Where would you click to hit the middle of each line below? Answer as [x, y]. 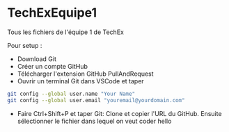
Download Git [37, 59]
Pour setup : [25, 45]
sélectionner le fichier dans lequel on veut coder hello [94, 121]
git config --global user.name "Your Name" [71, 94]
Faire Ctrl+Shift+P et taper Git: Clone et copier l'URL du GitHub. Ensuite [119, 113]
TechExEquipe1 [52, 13]
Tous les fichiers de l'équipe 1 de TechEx [65, 32]
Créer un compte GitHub [53, 66]
